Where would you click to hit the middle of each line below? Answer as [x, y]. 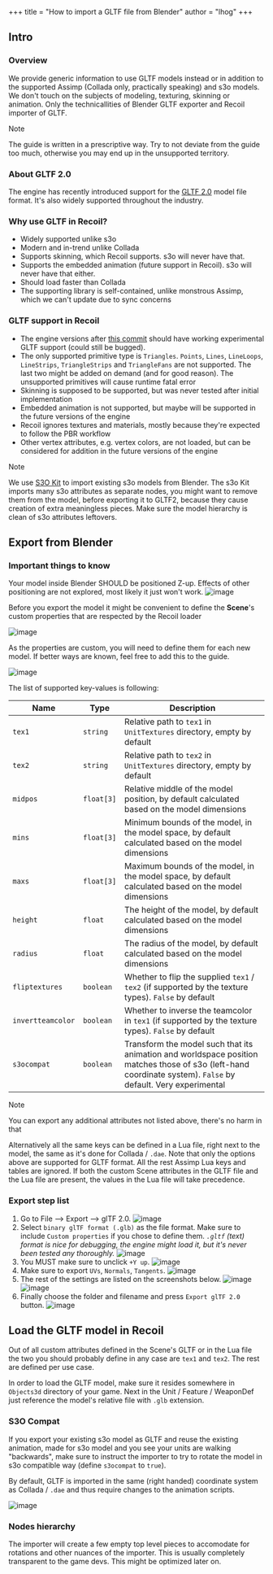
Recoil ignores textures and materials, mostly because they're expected [140, 425]
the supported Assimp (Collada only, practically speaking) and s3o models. [134, 87]
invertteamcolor [44, 1021]
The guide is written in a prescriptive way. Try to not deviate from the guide [134, 144]
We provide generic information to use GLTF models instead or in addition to [136, 78]
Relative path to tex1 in [168, 722]
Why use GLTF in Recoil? [58, 221]
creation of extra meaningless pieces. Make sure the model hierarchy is [128, 508]
